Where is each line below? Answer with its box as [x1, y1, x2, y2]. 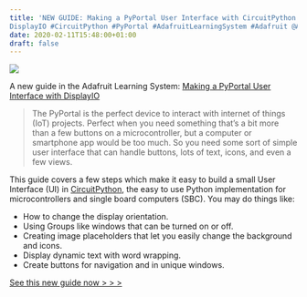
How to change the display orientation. [22, 211, 169, 222]
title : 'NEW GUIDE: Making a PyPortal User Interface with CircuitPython [9, 13, 297, 23]
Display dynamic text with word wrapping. [22, 250, 181, 261]
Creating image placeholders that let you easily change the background [22, 230, 292, 241]
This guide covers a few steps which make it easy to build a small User [9, 174, 276, 185]
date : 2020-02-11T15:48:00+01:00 [9, 30, 137, 39]
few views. [31, 157, 73, 168]
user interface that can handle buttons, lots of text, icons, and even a [31, 147, 291, 158]
